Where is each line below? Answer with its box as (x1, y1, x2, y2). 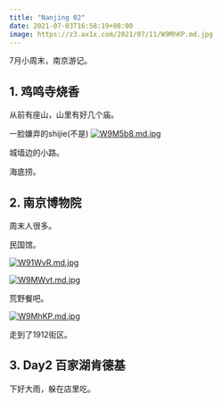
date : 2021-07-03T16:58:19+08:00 (9, 21, 134, 30)
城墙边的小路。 (9, 147, 64, 158)
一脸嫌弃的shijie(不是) (9, 129, 89, 139)
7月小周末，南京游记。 (9, 55, 92, 66)
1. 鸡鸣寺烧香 (9, 84, 80, 99)
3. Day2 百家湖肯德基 (9, 358, 127, 373)
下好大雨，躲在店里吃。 (9, 383, 95, 394)
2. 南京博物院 (9, 195, 82, 210)
